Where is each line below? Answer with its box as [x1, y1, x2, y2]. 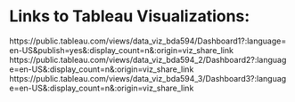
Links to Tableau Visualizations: [9, 6, 250, 27]
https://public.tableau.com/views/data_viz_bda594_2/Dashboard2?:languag [9, 54, 287, 65]
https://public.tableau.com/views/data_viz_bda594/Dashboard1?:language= [9, 35, 287, 46]
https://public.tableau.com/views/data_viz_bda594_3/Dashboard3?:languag [9, 73, 287, 83]
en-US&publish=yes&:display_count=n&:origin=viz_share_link [9, 44, 234, 55]
